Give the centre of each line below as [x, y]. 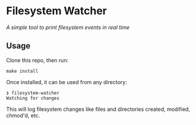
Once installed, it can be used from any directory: [67, 82]
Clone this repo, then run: [37, 60]
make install [22, 71]
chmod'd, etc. [23, 115]
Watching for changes [33, 98]
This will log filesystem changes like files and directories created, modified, [98, 109]
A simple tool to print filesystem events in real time [68, 27]
